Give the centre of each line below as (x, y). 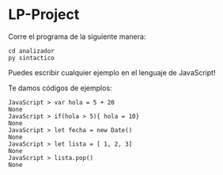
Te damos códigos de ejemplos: (60, 88)
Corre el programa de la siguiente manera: (77, 36)
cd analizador (32, 51)
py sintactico (32, 58)
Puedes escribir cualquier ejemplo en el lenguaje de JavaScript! (112, 72)
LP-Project (44, 15)
